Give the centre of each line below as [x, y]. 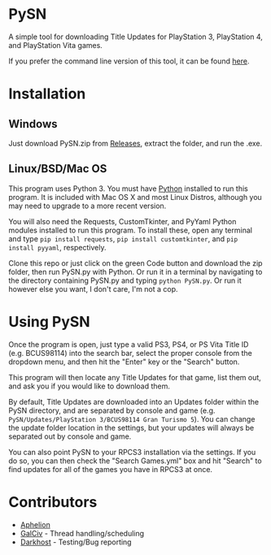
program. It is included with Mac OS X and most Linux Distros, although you [135, 197]
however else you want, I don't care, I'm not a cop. [93, 288]
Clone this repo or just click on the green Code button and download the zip [135, 263]
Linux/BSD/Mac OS [58, 169]
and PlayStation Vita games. [56, 45]
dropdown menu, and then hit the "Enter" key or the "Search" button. [124, 362]
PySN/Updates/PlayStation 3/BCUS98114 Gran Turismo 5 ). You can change [132, 418]
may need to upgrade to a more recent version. [87, 206]
